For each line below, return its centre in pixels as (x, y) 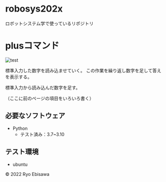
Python (20, 128)
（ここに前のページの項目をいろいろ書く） (50, 98)
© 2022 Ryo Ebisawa (27, 174)
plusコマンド (32, 46)
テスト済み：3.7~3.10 (42, 134)
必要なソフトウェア (35, 116)
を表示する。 (18, 77)
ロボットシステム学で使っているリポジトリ (49, 23)
